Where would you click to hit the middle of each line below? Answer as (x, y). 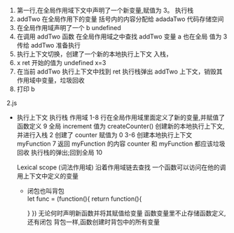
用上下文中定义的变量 (47, 176)
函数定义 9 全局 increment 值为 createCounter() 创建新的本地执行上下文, (121, 126)
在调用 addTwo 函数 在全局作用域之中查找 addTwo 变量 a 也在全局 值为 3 (122, 36)
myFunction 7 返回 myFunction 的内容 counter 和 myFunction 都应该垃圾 (121, 143)
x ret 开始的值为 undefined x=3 (61, 63)
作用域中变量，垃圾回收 (50, 80)
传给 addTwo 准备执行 (49, 45)
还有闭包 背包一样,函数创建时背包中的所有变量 (94, 222)
